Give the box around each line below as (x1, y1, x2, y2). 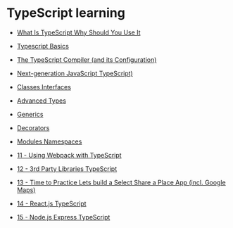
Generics (16, 110, 44, 118)
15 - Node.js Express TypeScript (16, 213, 111, 221)
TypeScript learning (6, 5, 126, 21)
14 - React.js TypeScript (16, 199, 87, 208)
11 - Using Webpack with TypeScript (16, 151, 122, 159)
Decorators (16, 123, 50, 132)
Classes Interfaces (16, 82, 72, 91)
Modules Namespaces (16, 137, 82, 146)
